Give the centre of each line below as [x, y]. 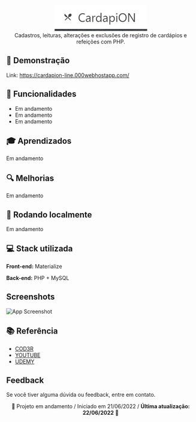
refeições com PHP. [101, 42]
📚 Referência [32, 331]
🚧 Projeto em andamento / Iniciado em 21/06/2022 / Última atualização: [101, 406]
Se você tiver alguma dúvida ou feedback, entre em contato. [81, 395]
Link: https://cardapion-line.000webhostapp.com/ [68, 75]
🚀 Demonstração [38, 61]
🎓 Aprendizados [39, 141]
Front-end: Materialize [34, 266]
